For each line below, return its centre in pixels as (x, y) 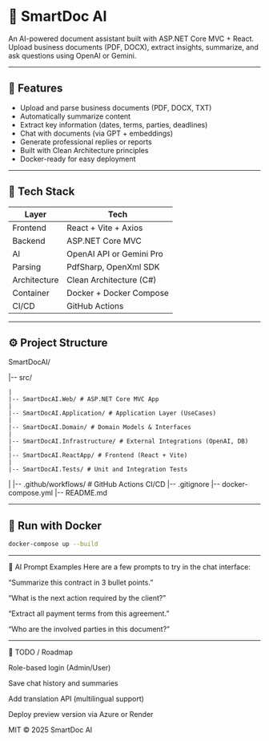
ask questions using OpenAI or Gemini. (72, 55)
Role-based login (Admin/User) (60, 668)
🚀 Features (36, 89)
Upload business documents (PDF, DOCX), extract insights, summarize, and (133, 47)
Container (31, 293)
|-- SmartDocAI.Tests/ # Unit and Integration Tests (98, 470)
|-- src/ (20, 378)
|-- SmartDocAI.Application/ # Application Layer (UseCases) (112, 413)
